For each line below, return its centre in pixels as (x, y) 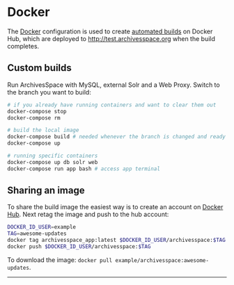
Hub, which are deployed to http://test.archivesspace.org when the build (111, 38)
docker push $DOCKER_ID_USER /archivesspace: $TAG (79, 247)
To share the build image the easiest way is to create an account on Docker (115, 207)
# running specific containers (53, 156)
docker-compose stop (37, 111)
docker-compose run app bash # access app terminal (84, 169)
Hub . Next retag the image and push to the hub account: (88, 214)
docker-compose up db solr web (53, 162)
